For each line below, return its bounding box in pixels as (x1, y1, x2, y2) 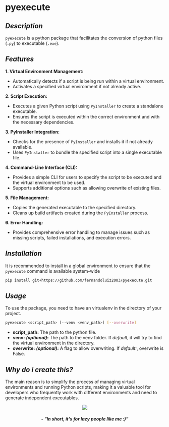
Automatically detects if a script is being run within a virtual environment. (12, 78, 164, 84)
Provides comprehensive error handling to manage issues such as (12, 229, 150, 235)
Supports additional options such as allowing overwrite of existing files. (12, 185, 161, 191)
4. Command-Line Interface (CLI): (5, 164, 78, 170)
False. (12, 351, 25, 357)
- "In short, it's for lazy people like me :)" (41, 415, 129, 422)
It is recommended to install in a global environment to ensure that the (5, 263, 151, 269)
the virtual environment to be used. (12, 179, 86, 186)
